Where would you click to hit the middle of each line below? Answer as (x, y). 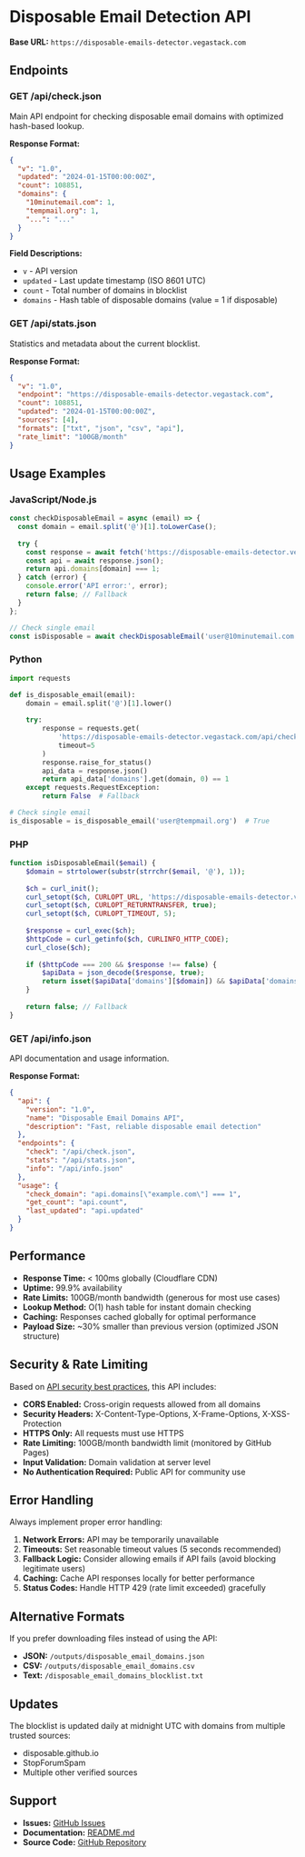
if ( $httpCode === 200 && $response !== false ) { (122, 964)
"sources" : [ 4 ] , (48, 420)
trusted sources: (40, 1735)
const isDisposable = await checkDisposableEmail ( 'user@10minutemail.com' (154, 636)
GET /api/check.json (55, 96)
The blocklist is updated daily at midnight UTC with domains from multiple (148, 1725)
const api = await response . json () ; (95, 561)
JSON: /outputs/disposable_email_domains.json (113, 1656)
